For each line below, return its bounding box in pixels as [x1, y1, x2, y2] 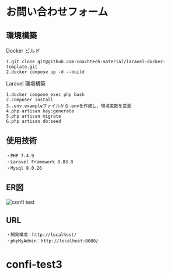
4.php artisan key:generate [6, 108, 75, 114]
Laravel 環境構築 [6, 80, 46, 87]
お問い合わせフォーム [6, 5, 109, 19]
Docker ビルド [6, 47, 41, 54]
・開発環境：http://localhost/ [6, 232, 77, 238]
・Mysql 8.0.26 [6, 165, 42, 171]
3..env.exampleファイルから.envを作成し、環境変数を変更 [6, 103, 131, 109]
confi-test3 [6, 258, 62, 271]
